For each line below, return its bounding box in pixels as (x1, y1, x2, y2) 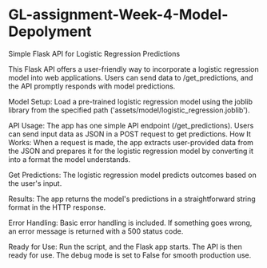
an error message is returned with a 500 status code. (8, 226, 184, 236)
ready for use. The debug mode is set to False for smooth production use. (8, 250, 252, 260)
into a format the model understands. (8, 154, 130, 164)
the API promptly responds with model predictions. (8, 81, 176, 91)
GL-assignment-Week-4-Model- (8, 6, 229, 24)
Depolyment (8, 22, 92, 41)
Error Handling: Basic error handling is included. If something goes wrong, (8, 218, 253, 227)
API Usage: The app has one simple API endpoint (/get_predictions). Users (8, 120, 254, 130)
